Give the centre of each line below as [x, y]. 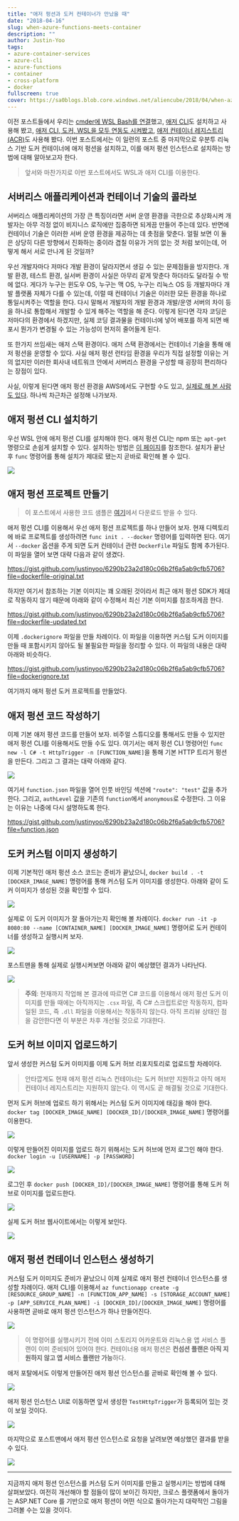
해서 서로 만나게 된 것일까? [57, 251]
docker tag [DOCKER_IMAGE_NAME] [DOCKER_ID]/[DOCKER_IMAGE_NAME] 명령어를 [118, 1112]
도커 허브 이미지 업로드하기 [62, 1045]
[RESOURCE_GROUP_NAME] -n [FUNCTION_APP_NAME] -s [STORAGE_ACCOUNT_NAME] [119, 1294]
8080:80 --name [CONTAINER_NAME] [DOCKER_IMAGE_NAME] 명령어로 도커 [108, 928]
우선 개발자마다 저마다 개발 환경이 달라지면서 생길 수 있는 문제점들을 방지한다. [115, 266]
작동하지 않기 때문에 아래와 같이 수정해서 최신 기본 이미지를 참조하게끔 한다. [119, 600]
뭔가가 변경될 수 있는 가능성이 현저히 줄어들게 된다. [91, 328]
